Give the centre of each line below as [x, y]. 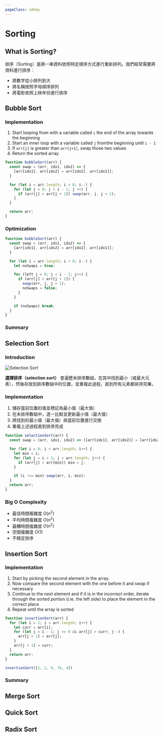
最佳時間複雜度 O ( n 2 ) [33, 513]
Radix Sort [21, 729]
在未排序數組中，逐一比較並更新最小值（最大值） [61, 414]
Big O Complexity [26, 502]
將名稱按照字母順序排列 [35, 86]
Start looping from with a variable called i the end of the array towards [83, 133]
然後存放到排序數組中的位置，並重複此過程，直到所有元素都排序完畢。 [86, 384]
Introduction [20, 357]
